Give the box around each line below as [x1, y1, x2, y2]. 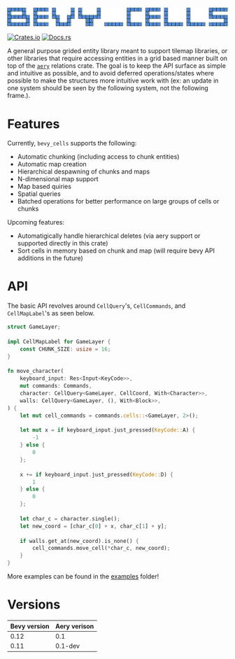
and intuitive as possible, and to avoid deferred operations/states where [7, 69, 215, 78]
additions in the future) [17, 254, 84, 262]
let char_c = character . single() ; [20, 515, 120, 522]
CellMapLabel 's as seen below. [7, 309, 95, 318]
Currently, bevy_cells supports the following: [7, 139, 137, 148]
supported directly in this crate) [17, 239, 108, 248]
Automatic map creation [17, 160, 87, 169]
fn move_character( [7, 368, 64, 375]
